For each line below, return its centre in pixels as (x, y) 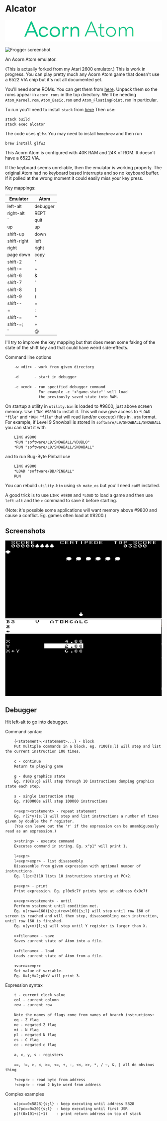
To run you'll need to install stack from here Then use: (60, 109)
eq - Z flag (26, 1020)
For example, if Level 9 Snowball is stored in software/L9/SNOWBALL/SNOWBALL (83, 422)
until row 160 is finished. (34, 921)
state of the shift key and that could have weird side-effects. (67, 347)
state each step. (23, 787)
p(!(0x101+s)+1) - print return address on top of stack (78, 1114)
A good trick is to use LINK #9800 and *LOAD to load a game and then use (79, 495)
